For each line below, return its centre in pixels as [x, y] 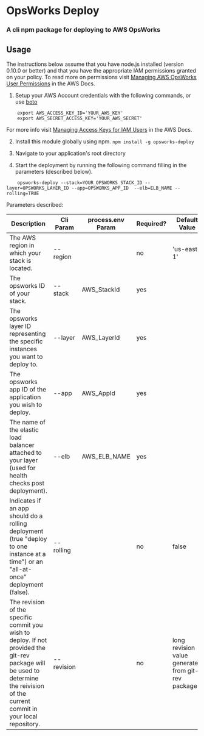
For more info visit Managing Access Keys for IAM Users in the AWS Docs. [99, 129]
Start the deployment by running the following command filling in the [101, 165]
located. [21, 268]
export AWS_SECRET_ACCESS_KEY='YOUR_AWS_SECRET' [80, 118]
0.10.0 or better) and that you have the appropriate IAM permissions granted [101, 70]
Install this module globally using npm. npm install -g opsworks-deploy [104, 141]
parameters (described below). [54, 171]
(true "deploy [28, 538]
